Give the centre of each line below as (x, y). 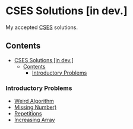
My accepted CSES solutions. (42, 27)
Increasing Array (34, 120)
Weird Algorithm (34, 101)
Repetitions (28, 114)
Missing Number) (35, 107)
